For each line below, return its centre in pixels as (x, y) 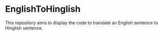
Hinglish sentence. (24, 28)
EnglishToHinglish (43, 9)
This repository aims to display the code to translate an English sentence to (81, 23)
